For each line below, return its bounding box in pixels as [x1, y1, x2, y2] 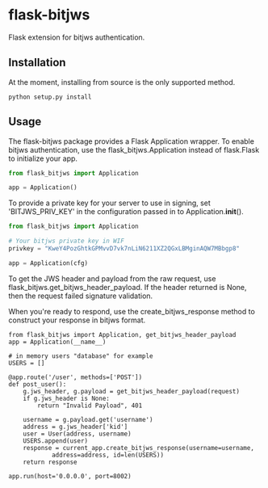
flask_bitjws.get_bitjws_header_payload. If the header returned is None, [8, 282, 248, 292]
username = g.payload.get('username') [23, 415, 153, 423]
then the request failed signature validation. [8, 291, 153, 301]
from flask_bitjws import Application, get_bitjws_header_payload [8, 330, 237, 339]
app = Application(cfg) [8, 259, 89, 267]
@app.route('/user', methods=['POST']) [8, 373, 143, 381]
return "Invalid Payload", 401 [37, 402, 143, 410]
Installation [8, 56, 66, 69]
